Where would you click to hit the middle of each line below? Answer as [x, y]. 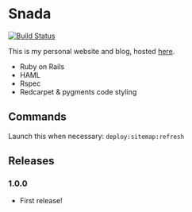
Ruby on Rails [42, 66]
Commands [38, 117]
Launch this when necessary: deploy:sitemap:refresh [96, 136]
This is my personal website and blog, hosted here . [92, 51]
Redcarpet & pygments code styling [78, 91]
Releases [31, 161]
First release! [41, 201]
